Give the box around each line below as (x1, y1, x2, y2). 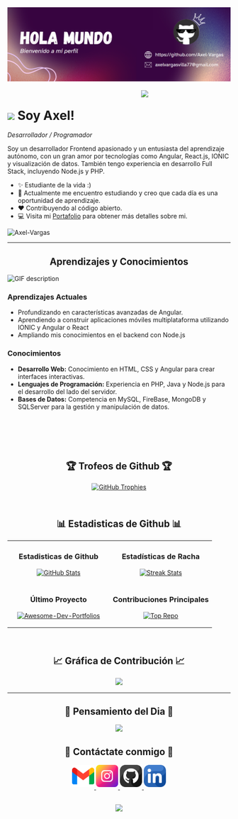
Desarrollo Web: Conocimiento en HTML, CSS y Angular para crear (17, 365, 215, 373)
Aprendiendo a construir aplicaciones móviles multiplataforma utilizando (17, 316, 229, 324)
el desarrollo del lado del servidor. (17, 387, 118, 396)
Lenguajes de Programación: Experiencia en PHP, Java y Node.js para (17, 380, 225, 388)
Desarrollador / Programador (7, 131, 93, 139)
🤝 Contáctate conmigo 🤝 (64, 745, 174, 758)
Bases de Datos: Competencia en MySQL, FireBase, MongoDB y (17, 395, 207, 403)
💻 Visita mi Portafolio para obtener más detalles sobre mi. (17, 212, 188, 221)
